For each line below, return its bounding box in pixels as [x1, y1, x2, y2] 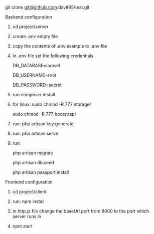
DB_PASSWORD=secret [12, 82, 62, 88]
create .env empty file [12, 34, 58, 39]
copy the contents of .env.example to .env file [12, 43, 107, 49]
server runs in [12, 213, 42, 219]
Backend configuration [5, 14, 53, 20]
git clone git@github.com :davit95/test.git [5, 5, 90, 10]
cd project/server [12, 24, 49, 30]
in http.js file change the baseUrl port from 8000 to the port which [12, 208, 149, 214]
